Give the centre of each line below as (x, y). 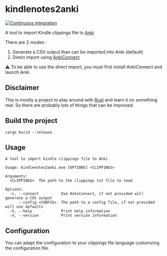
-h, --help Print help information (60, 211)
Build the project (31, 121)
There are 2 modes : (26, 42)
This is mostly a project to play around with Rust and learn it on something (81, 100)
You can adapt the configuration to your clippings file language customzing (82, 243)
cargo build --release (29, 132)
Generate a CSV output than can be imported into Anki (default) (78, 52)
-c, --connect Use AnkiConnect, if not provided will (77, 194)
